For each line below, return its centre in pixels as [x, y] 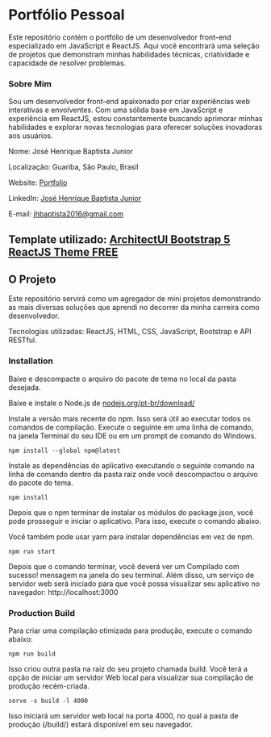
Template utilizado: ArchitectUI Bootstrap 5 [119, 239]
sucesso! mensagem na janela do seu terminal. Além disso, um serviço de [131, 575]
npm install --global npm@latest [65, 450]
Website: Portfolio [38, 182]
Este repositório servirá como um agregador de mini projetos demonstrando [135, 299]
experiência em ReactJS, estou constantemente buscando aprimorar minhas [135, 119]
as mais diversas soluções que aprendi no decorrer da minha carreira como [134, 308]
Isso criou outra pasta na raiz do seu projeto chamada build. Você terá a [128, 669]
